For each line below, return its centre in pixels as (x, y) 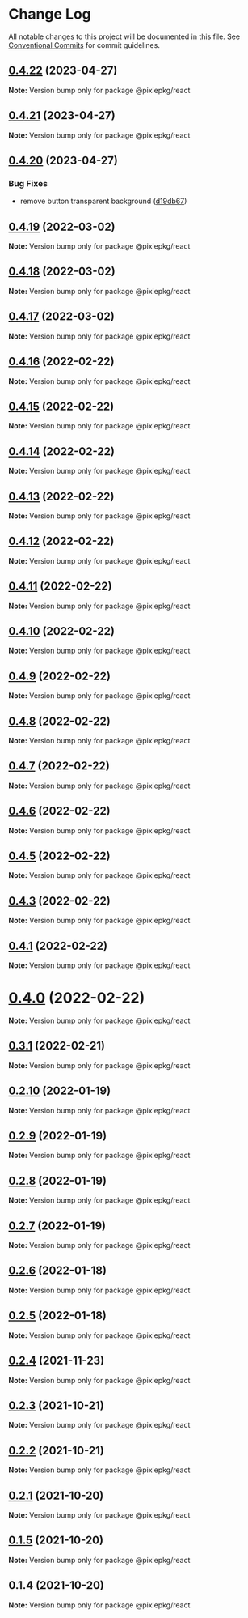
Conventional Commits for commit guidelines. (84, 45)
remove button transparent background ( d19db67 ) (103, 201)
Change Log (50, 14)
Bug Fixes (28, 183)
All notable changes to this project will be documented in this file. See (124, 36)
